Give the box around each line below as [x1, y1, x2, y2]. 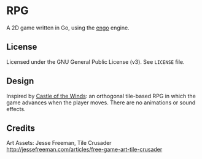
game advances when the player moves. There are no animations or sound [6, 99, 196, 106]
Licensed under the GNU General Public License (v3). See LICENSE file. [6, 58, 185, 65]
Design [6, 76, 34, 87]
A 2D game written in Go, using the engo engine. [6, 24, 130, 31]
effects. [6, 105, 26, 112]
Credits [6, 123, 36, 133]
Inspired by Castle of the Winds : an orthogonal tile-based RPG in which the [6, 92, 196, 99]
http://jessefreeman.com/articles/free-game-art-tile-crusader [6, 145, 163, 153]
